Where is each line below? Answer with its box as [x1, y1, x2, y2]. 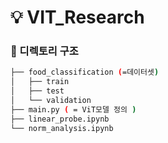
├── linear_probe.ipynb [10, 114, 110, 124]
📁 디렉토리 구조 [10, 44, 79, 58]
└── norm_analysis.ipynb [10, 123, 114, 133]
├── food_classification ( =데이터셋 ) [10, 67, 160, 78]
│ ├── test [10, 86, 65, 96]
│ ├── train [10, 77, 70, 87]
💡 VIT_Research [10, 6, 145, 29]
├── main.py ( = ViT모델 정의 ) [10, 104, 137, 115]
